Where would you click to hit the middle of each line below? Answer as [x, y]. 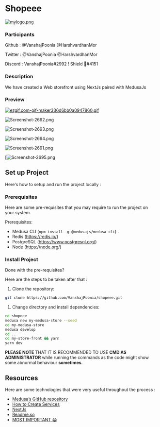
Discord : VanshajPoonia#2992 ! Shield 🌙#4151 [52, 64]
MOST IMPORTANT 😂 [34, 420]
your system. [18, 212]
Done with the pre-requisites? [35, 270]
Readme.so [23, 415]
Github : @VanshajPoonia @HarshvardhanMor [51, 45]
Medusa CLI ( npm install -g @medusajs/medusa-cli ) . [65, 231]
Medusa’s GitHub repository [40, 399]
